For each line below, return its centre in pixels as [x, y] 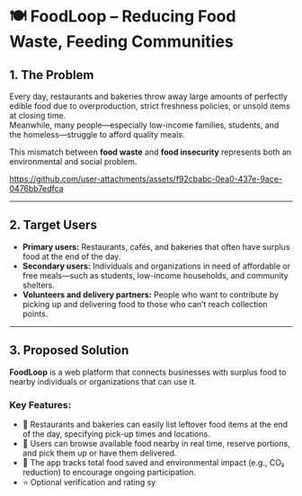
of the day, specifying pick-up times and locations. [116, 434]
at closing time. [38, 115]
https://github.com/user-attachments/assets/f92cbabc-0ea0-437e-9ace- [146, 179]
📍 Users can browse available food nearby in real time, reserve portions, [156, 443]
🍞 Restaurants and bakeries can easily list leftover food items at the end [155, 424]
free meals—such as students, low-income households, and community [155, 275]
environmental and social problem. [73, 161]
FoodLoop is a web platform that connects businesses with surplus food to [148, 372]
